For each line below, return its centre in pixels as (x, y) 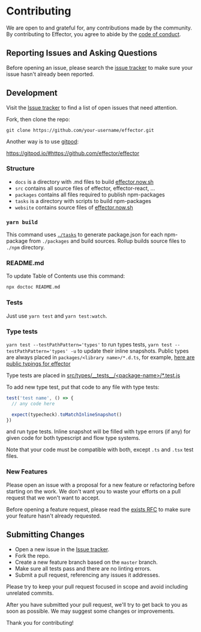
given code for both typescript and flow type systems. (73, 438)
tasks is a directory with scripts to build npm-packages (83, 201)
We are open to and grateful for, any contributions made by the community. (99, 28)
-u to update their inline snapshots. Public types (130, 351)
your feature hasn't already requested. (54, 516)
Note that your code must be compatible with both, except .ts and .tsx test (100, 449)
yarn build (22, 222)
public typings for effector (38, 363)
